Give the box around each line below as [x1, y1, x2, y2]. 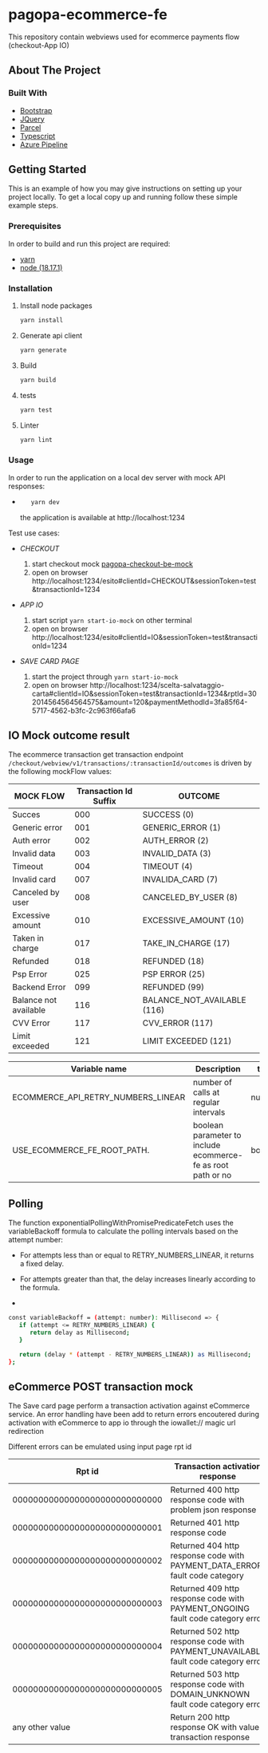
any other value [12, 1722, 70, 1733]
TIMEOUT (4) [142, 861, 193, 872]
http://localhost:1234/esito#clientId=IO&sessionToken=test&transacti [31, 632, 258, 642]
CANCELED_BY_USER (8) [142, 892, 238, 903]
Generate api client [19, 330, 83, 340]
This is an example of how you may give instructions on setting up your [8, 184, 242, 193]
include [192, 1139, 221, 1151]
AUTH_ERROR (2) [142, 835, 209, 847]
